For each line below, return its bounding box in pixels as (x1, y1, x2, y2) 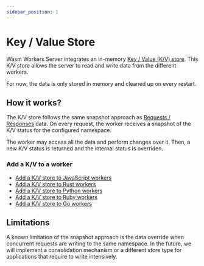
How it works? (6, 97, 62, 108)
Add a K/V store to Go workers (15, 200, 93, 207)
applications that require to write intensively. (6, 253, 118, 261)
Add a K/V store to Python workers (15, 187, 103, 194)
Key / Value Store (6, 35, 96, 49)
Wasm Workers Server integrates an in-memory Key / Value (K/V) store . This (6, 55, 199, 63)
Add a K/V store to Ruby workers (15, 193, 98, 201)
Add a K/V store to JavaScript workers (15, 174, 111, 181)
